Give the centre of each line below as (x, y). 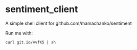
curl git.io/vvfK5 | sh (31, 42)
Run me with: (19, 33)
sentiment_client (42, 9)
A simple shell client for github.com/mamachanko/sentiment (68, 23)
